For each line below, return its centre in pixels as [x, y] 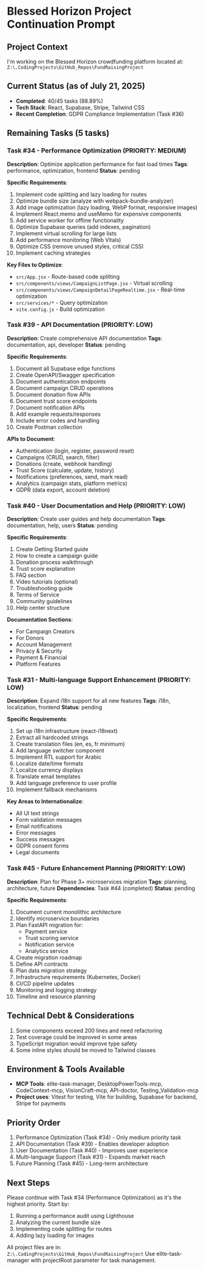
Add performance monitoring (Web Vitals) [68, 239]
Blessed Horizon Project [69, 11]
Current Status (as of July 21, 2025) [76, 86]
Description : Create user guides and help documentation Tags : [87, 519]
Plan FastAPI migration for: [49, 925]
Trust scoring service [52, 937]
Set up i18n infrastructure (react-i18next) [67, 731]
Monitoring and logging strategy [56, 990]
